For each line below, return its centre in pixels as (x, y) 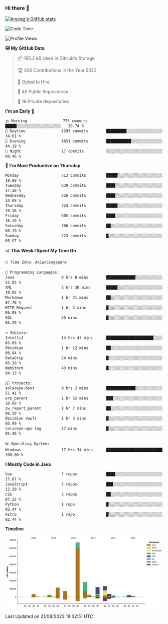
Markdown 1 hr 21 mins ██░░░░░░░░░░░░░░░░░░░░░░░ (84, 298)
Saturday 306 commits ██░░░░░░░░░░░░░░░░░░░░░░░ (84, 226)
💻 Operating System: (28, 444)
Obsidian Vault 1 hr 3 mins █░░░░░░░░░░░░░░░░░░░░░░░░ (84, 419)
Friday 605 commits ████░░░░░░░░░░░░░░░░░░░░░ (84, 216)
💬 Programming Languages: (32, 272)
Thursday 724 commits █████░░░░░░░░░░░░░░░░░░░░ (84, 206)
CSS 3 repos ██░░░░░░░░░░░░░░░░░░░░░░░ (84, 495)
